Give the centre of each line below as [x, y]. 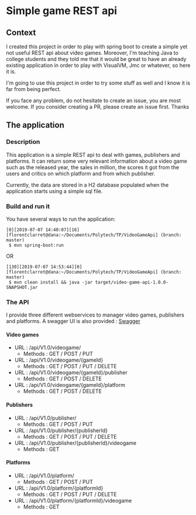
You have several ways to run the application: [61, 219]
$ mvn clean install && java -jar [51, 282]
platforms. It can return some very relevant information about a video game [97, 161]
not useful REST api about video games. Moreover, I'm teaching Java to [92, 53]
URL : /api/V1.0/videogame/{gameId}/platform [70, 385]
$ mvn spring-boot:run [36, 245]
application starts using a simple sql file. [54, 191]
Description [23, 142]
